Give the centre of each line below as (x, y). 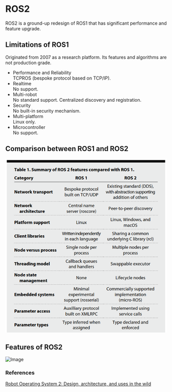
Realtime (22, 83)
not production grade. (28, 63)
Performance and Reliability (42, 72)
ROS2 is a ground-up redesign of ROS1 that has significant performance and (86, 23)
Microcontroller (29, 127)
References (20, 373)
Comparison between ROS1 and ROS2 (67, 149)
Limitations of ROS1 (37, 45)
